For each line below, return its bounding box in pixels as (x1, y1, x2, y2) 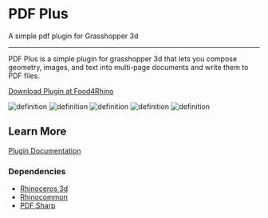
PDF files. (8, 71, 40, 80)
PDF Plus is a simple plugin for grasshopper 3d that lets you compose (8, 53, 238, 64)
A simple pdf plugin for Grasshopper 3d (8, 31, 139, 41)
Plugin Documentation (8, 146, 81, 155)
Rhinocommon (19, 193, 68, 202)
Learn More (8, 125, 67, 138)
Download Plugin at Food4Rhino (8, 86, 114, 95)
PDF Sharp (19, 200, 56, 211)
